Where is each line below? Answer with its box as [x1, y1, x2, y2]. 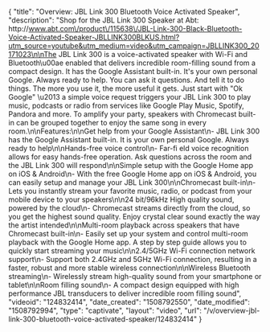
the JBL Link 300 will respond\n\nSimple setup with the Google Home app [8, 161, 253, 170]
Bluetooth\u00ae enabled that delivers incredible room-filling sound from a [8, 58, 256, 68]
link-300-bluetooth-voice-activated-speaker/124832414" [8, 314, 198, 324]
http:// [8, 24, 30, 33]
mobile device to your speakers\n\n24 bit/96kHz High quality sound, [8, 195, 235, 204]
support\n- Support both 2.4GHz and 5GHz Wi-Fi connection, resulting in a [8, 255, 257, 264]
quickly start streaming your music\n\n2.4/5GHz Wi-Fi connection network [8, 246, 256, 256]
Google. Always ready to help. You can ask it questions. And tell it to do [8, 76, 245, 84]
